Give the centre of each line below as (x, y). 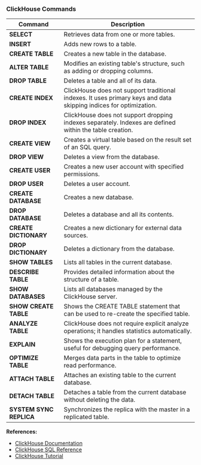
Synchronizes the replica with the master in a (127, 409)
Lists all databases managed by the (113, 289)
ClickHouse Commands (41, 9)
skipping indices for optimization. (110, 105)
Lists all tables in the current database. (118, 262)
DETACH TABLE (32, 396)
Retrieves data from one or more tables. (119, 35)
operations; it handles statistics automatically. (128, 331)
